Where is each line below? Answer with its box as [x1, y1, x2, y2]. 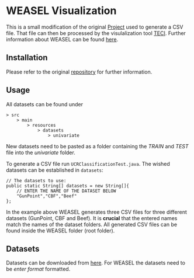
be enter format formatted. [6, 266, 71, 273]
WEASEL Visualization [6, 4, 117, 18]
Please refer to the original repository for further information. [6, 68, 153, 75]
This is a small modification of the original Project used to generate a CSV [6, 23, 183, 30]
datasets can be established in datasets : [6, 166, 103, 173]
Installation [6, 53, 48, 62]
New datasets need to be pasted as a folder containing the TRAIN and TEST [6, 143, 189, 150]
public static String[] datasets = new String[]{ [6, 183, 130, 189]
